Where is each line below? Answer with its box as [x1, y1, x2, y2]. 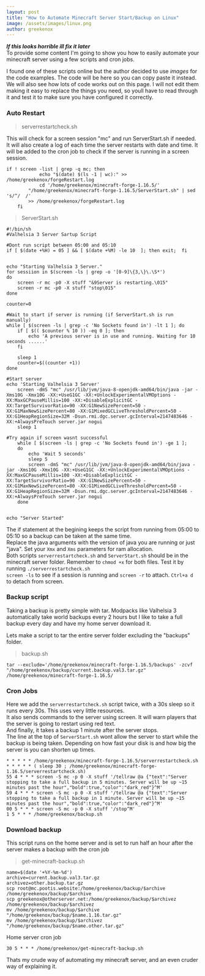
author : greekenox [6, 26, 53, 32]
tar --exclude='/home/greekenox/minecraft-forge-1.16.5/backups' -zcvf [6, 662, 193, 668]
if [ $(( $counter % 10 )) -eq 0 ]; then [17, 328, 124, 334]
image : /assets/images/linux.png [6, 20, 92, 26]
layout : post [6, 9, 40, 15]
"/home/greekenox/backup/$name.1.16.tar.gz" [6, 912, 122, 919]
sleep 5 [28, 456, 48, 462]
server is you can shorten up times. [6, 746, 96, 753]
